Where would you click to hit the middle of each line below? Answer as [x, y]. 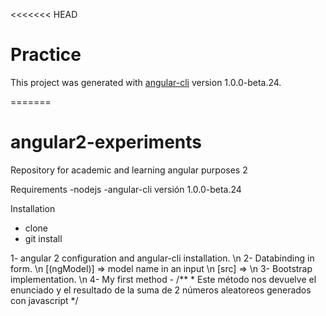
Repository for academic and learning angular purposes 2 [129, 170]
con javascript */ [44, 300]
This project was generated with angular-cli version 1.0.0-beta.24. [146, 82]
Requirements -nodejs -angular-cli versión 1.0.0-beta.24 [126, 189]
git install [43, 238]
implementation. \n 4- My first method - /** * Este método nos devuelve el [163, 279]
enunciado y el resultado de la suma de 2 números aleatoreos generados [161, 290]
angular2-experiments [106, 142]
